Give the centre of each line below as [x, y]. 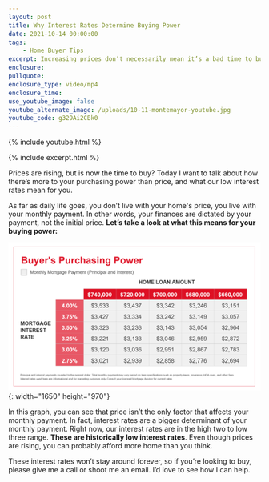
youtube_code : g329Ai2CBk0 [53, 118]
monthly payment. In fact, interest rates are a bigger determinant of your [128, 420]
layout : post [30, 17]
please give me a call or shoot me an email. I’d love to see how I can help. [129, 469]
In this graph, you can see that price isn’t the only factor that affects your [128, 412]
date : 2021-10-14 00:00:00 [53, 34]
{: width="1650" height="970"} [59, 396]
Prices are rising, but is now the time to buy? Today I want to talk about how [133, 173]
